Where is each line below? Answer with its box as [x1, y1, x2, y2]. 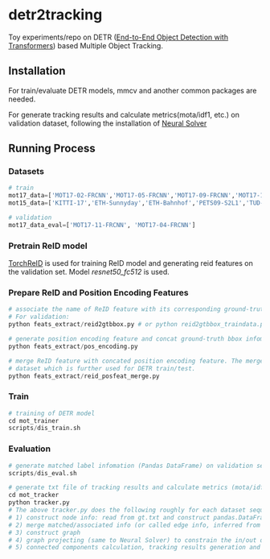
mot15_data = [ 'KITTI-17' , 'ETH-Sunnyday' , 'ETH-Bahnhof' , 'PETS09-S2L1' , [8, 199, 247, 207]
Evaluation [8, 443, 51, 454]
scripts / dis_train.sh [8, 424, 81, 433]
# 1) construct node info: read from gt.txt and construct [8, 513, 211, 521]
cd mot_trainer [8, 416, 59, 424]
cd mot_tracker [8, 491, 59, 499]
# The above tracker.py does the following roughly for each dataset [8, 506, 247, 514]
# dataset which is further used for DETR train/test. [8, 364, 196, 372]
